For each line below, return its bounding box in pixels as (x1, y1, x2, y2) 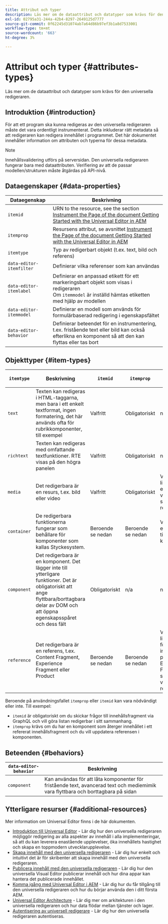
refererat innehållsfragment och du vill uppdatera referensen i (12, 729, 139, 735)
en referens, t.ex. (35, 647, 75, 654)
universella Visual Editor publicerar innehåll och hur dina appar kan (12, 870, 150, 876)
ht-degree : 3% (5, 36, 35, 41)
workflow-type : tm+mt (5, 26, 50, 31)
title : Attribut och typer (5, 7, 61, 13)
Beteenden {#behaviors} (5, 748, 84, 757)
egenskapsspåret (35, 614, 76, 621)
